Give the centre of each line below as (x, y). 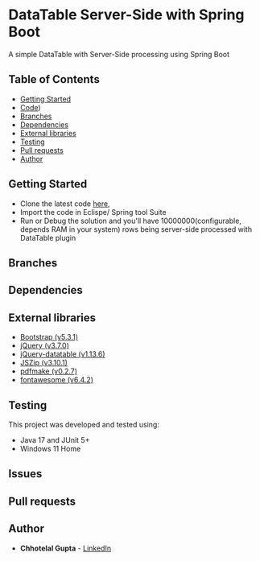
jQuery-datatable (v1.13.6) (63, 354)
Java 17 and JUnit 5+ (55, 439)
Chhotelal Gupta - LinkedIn (65, 548)
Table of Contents (54, 79)
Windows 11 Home (50, 448)
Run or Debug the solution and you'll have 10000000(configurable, (130, 221)
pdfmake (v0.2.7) (49, 371)
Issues (25, 474)
